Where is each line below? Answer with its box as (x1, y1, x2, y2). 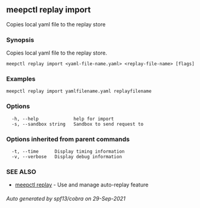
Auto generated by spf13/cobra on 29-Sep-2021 (6, 195, 126, 202)
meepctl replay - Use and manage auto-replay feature (14, 181, 149, 188)
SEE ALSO (6, 167, 37, 176)
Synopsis (6, 35, 34, 44)
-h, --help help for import (11, 116, 114, 122)
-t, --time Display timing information (11, 149, 125, 155)
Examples (6, 75, 36, 83)
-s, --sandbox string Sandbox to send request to (11, 121, 144, 127)
